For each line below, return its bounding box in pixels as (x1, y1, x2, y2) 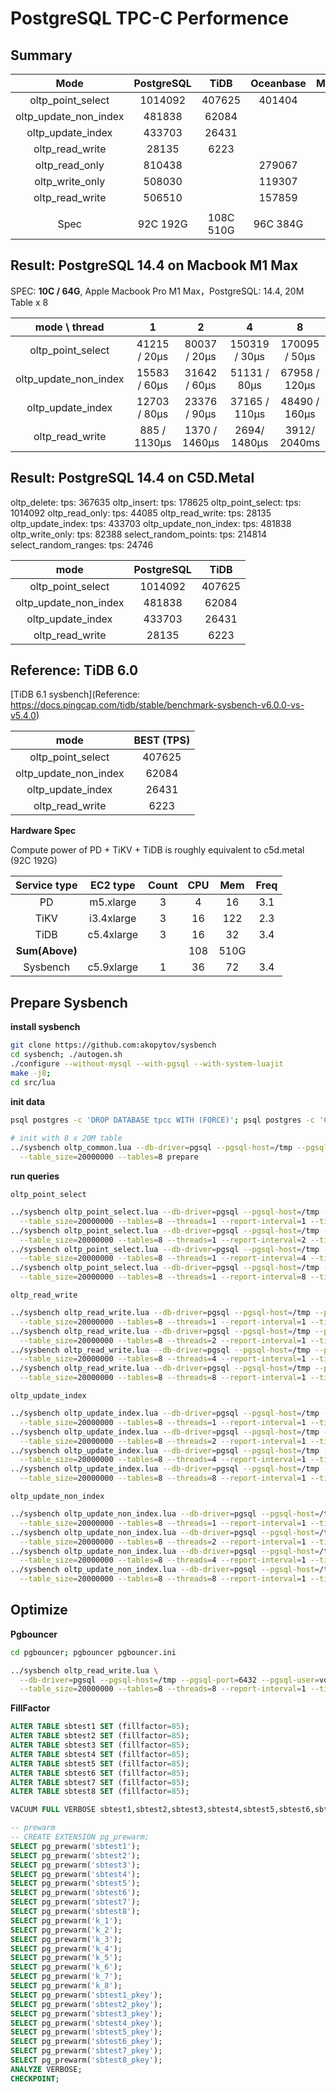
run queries (10, 1170, 60, 1182)
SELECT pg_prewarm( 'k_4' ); (10, 1943, 123, 1954)
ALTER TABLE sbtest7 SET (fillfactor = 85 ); (10, 1777, 190, 1787)
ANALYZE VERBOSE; (10, 2064, 83, 2074)
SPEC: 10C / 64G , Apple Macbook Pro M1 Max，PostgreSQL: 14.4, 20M (10, 285, 305, 297)
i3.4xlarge (89, 912, 137, 926)
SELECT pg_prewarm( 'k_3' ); (10, 1934, 123, 1944)
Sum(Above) (15, 944, 78, 958)
